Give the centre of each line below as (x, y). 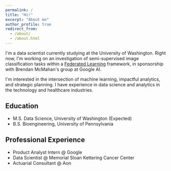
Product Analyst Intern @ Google (47, 152)
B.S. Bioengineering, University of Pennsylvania (63, 124)
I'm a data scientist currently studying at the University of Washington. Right (86, 53)
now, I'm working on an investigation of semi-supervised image (72, 58)
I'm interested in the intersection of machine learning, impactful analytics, (83, 79)
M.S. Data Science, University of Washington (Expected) (72, 118)
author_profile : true (28, 24)
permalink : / (19, 10)
